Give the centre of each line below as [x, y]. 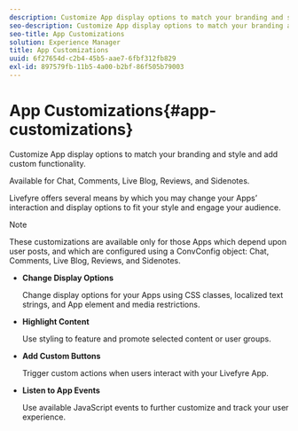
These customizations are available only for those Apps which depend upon [148, 241]
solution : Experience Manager [65, 42]
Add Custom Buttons [61, 356]
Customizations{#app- [130, 111]
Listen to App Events [61, 390]
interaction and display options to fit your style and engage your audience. [145, 207]
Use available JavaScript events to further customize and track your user [155, 407]
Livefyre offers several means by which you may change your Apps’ [133, 198]
